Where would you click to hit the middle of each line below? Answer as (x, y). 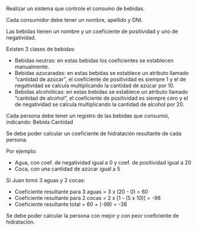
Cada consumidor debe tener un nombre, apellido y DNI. (74, 20)
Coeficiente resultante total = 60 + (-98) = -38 (71, 204)
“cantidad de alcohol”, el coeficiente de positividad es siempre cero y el (101, 98)
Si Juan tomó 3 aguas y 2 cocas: (46, 180)
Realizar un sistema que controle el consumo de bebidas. (76, 9)
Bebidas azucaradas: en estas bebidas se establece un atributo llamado (102, 73)
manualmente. (32, 67)
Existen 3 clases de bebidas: (41, 49)
